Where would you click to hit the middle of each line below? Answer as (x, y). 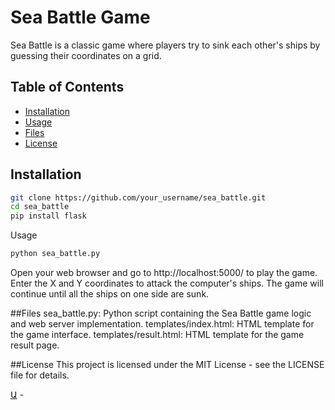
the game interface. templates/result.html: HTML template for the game (157, 335)
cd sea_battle (40, 207)
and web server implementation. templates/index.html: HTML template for (162, 324)
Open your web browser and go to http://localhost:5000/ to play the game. (164, 273)
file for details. (40, 375)
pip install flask (48, 216)
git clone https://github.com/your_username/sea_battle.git (138, 197)
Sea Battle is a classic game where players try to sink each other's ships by (165, 45)
